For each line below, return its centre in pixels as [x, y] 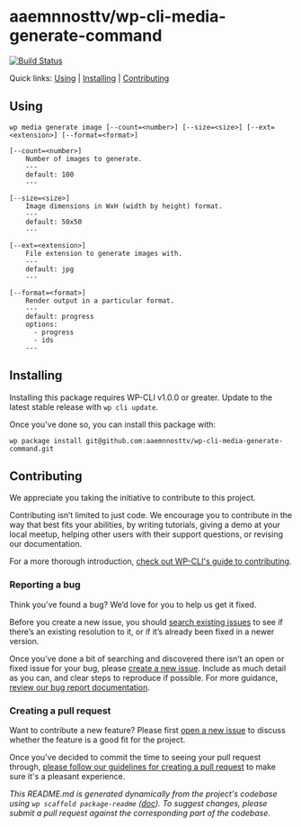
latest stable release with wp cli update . [84, 406]
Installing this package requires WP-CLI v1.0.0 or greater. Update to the [141, 397]
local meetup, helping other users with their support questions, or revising [146, 534]
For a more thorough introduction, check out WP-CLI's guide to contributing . [150, 561]
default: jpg [50, 269]
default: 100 [50, 174]
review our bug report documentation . [80, 687]
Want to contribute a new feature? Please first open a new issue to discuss [147, 730]
